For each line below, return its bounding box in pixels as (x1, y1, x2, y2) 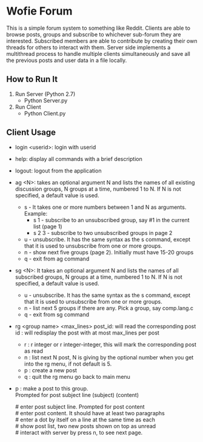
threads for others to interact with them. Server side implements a (6, 44, 171, 51)
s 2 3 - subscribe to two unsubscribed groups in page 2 (33, 229, 173, 236)
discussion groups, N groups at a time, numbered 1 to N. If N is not (15, 185, 182, 192)
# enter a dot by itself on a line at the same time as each (15, 416, 156, 423)
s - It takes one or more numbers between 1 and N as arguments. (24, 203, 187, 211)
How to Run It (6, 74, 58, 84)
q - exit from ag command (24, 255, 90, 262)
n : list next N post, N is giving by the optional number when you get (24, 353, 194, 361)
